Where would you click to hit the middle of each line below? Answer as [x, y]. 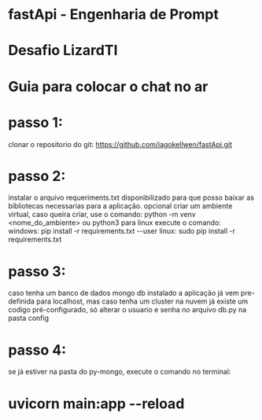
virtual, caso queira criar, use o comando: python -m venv [102, 215]
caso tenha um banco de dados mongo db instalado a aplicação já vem [124, 293]
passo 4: [37, 350]
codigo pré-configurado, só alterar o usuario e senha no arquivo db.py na [127, 310]
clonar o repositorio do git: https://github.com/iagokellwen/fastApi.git [120, 144]
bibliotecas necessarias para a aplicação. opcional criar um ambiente [120, 206]
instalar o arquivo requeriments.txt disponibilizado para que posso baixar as [131, 197]
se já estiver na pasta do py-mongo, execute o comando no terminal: [120, 372]
